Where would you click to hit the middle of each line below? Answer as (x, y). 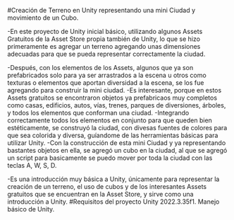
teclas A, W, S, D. (32, 165)
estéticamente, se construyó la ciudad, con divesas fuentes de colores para (117, 128)
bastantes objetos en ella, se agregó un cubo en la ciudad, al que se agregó (117, 150)
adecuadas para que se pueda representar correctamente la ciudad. (106, 54)
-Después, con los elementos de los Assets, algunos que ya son (100, 68)
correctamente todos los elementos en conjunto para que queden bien (110, 120)
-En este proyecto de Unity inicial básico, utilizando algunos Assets (105, 31)
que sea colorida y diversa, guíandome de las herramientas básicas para (113, 135)
